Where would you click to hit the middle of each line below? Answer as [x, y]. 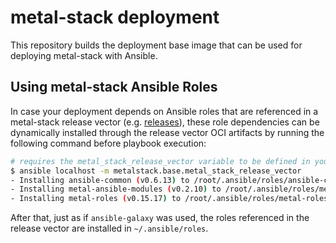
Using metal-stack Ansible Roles [114, 87]
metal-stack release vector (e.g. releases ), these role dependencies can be [165, 122]
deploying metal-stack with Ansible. [84, 55]
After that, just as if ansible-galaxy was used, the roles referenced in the [160, 218]
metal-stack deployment [115, 17]
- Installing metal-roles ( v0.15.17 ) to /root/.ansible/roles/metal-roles [169, 199]
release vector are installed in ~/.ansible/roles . [109, 228]
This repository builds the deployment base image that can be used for [156, 45]
